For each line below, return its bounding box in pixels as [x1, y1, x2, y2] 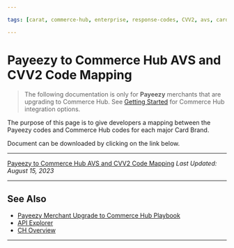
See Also [7, 192, 47, 205]
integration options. [24, 105, 81, 113]
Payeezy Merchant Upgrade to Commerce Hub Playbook [17, 211, 181, 220]
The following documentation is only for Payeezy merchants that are [24, 90, 221, 98]
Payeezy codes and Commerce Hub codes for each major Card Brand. [7, 126, 210, 134]
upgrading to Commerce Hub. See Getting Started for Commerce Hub [24, 97, 225, 106]
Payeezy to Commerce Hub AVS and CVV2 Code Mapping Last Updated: [7, 159, 217, 167]
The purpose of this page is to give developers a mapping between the [7, 118, 211, 126]
